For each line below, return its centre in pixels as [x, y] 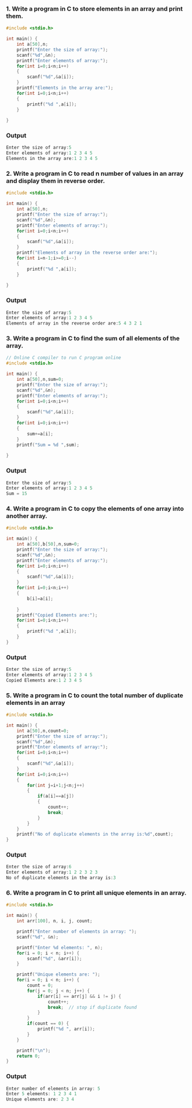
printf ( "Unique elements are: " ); [58, 974]
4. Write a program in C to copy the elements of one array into [95, 509]
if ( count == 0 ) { [48, 1024]
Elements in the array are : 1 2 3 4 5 [52, 159]
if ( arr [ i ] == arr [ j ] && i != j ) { [79, 996]
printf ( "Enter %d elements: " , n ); [60, 947]
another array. [27, 516]
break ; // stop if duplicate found [92, 1007]
